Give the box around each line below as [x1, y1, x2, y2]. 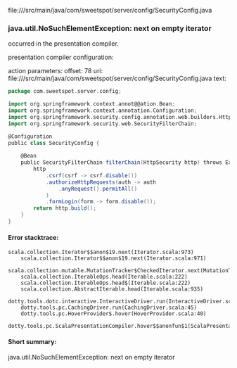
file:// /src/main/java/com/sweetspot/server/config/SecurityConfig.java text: [8, 74, 227, 83]
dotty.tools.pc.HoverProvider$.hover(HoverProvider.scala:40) [20, 310, 207, 317]
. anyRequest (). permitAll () [58, 185, 138, 192]
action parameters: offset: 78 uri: [8, 67, 103, 75]
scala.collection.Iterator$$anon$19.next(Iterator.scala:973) [8, 249, 194, 256]
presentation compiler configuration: [8, 53, 114, 62]
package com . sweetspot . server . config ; [8, 88, 122, 95]
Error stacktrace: [8, 233, 59, 241]
